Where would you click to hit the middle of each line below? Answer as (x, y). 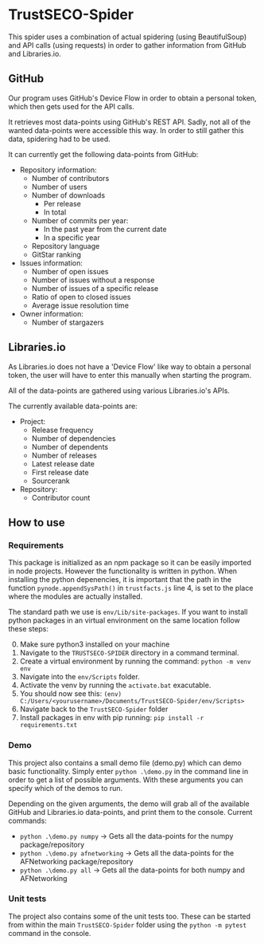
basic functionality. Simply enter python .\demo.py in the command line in (128, 771)
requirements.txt (49, 726)
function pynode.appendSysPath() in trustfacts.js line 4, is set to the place (131, 588)
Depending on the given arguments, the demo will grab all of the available (129, 804)
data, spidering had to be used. (60, 139)
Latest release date (63, 463)
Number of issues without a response (93, 280)
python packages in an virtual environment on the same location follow (124, 620)
